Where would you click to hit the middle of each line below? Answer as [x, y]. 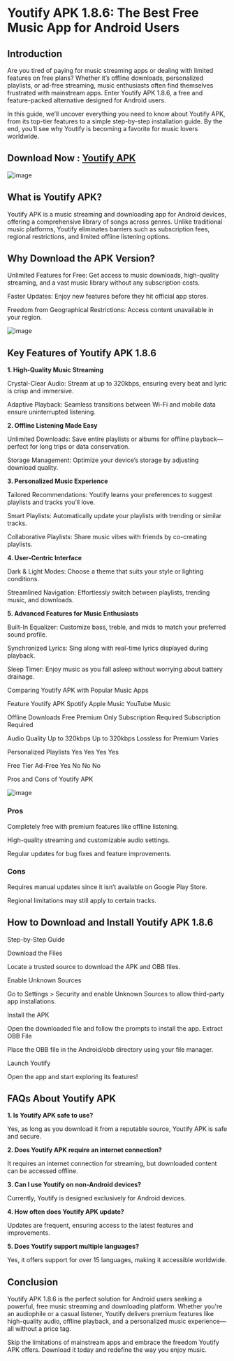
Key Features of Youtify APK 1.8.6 [82, 353]
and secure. [24, 1137]
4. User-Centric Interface [45, 558]
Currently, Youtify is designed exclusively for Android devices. [97, 1198]
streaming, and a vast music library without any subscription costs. [104, 283]
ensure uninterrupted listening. [52, 412]
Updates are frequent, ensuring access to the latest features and [100, 1226]
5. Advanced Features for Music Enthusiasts [73, 614]
